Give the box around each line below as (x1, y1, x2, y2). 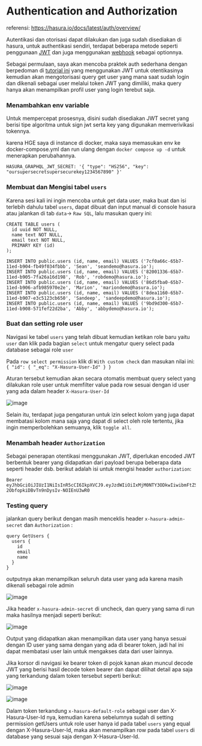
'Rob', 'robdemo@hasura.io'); (73, 274, 149, 280)
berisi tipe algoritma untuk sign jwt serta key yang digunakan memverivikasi (6, 121, 194, 128)
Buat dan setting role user (6, 320, 83, 328)
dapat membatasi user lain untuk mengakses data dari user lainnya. (6, 648, 174, 655)
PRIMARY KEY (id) (11, 242, 55, 248)
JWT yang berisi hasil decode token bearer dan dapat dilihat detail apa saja (6, 666, 193, 673)
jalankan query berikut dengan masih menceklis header (6, 515, 144, 522)
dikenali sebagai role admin (6, 582, 74, 589)
